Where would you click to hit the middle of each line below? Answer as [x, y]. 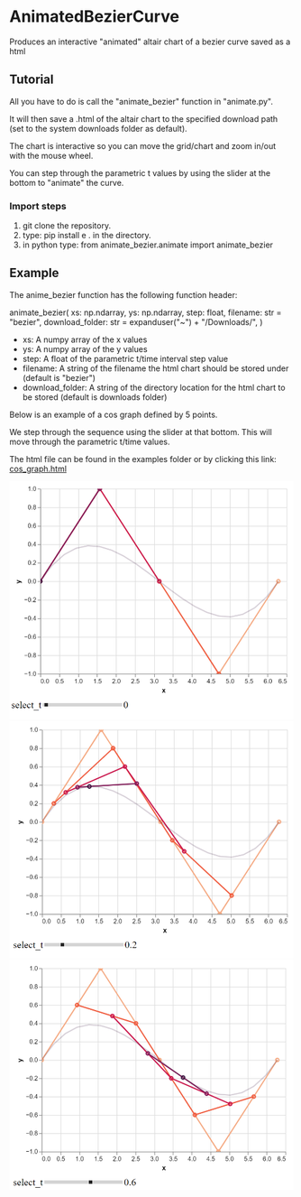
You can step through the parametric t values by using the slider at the [140, 172]
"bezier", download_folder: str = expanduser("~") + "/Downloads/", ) [136, 321]
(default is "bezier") [59, 377]
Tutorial [32, 80]
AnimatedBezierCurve [95, 17]
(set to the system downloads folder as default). [98, 128]
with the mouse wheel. [51, 155]
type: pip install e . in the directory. [87, 236]
